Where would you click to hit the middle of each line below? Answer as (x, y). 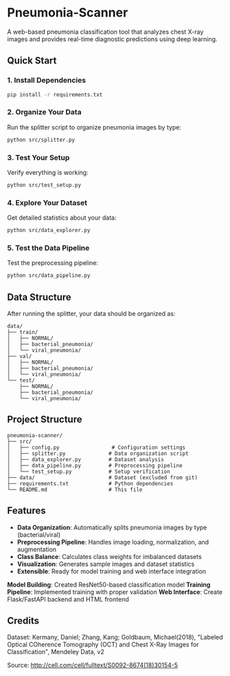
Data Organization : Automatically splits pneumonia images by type (112, 527)
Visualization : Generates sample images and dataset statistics (106, 564)
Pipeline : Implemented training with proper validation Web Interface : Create (115, 592)
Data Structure (39, 297)
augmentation (37, 549)
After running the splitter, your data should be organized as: (91, 314)
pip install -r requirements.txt (55, 94)
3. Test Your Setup (38, 158)
